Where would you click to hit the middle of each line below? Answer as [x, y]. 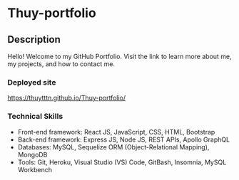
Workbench [35, 169]
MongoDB [32, 154]
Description [34, 39]
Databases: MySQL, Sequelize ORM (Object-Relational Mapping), [113, 147]
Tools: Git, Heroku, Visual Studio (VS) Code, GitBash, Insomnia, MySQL [122, 162]
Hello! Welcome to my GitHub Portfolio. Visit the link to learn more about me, [119, 56]
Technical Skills [35, 117]
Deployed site [32, 82]
